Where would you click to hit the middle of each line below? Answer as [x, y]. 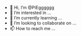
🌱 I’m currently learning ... [36, 18]
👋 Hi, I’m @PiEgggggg [32, 8]
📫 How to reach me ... [32, 28]
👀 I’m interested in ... [30, 13]
